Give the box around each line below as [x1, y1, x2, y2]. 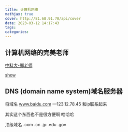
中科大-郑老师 [5, 62, 33, 68]
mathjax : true [5, 12, 34, 16]
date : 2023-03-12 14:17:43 [5, 20, 59, 26]
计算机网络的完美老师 [5, 49, 69, 57]
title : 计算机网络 [5, 7, 39, 12]
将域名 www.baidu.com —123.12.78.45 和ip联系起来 [5, 101, 107, 107]
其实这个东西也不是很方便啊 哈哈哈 [5, 111, 74, 117]
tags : [5, 25, 16, 30]
